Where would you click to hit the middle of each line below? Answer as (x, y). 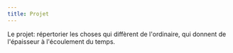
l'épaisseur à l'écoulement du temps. (61, 41)
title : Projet (28, 14)
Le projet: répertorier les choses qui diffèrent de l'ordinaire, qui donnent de (117, 34)
